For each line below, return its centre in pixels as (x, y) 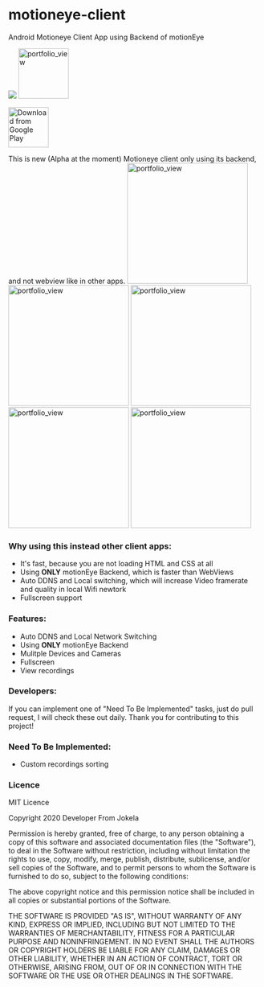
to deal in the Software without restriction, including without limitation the (129, 851)
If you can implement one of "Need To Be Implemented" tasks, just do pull (131, 709)
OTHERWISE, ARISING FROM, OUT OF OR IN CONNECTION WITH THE (125, 968)
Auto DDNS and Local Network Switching (88, 636)
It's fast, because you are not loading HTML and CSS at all (116, 564)
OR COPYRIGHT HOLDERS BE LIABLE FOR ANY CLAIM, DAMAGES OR (124, 950)
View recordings (47, 670)
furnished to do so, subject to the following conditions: (98, 876)
